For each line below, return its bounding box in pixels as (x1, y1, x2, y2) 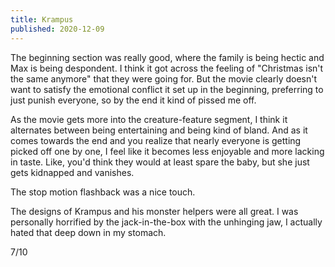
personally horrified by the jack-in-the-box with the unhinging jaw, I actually (10, 216, 323, 228)
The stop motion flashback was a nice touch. (10, 186, 196, 198)
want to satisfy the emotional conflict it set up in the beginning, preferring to (10, 83, 324, 95)
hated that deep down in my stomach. (10, 226, 167, 238)
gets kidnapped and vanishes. (10, 166, 135, 178)
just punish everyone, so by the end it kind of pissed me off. (10, 94, 257, 106)
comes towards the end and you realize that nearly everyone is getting (10, 134, 302, 146)
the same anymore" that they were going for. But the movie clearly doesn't (10, 72, 317, 85)
